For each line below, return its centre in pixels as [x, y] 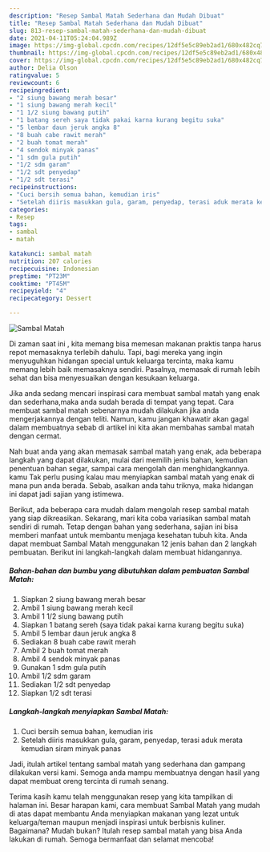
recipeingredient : [40, 90]
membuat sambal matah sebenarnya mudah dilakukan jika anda [114, 410]
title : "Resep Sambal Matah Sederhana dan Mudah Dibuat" [106, 23]
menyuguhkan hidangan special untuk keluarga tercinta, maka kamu [122, 361]
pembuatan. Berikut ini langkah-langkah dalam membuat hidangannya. [126, 552]
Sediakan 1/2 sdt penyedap [65, 684]
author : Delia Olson [44, 68]
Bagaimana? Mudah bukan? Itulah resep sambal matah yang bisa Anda [126, 830]
